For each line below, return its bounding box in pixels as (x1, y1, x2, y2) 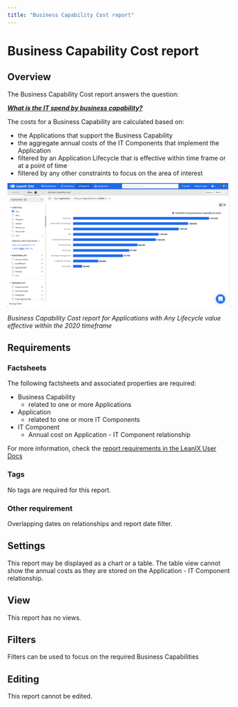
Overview (7, 71, 52, 83)
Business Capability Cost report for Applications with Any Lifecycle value (7, 313, 221, 322)
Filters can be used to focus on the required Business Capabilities (7, 652, 200, 661)
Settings (7, 540, 46, 552)
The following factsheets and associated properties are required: (7, 379, 197, 388)
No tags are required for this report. (7, 486, 111, 494)
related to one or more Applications (28, 401, 132, 409)
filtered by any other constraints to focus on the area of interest (17, 169, 203, 177)
